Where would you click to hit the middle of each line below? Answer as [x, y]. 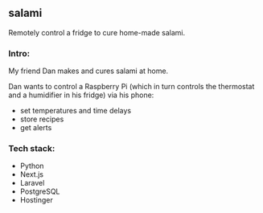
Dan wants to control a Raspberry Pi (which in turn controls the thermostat [131, 87]
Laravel [32, 183]
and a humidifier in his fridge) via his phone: [81, 95]
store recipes [42, 119]
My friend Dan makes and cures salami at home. [88, 71]
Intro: [19, 53]
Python [32, 166]
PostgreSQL [40, 191]
